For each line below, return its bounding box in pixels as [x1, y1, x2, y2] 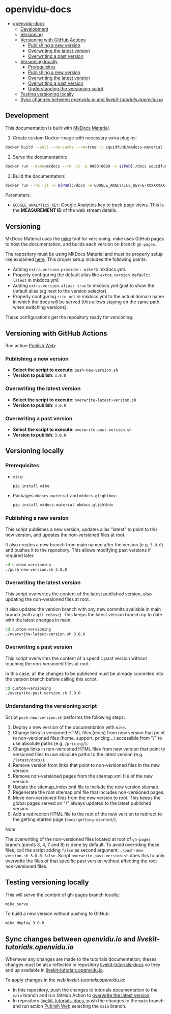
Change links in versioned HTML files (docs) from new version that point [12, 729, 165, 736]
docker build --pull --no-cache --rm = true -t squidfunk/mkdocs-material [5, 144, 163, 150]
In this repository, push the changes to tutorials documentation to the [12, 987, 158, 993]
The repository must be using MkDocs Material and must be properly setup [5, 251, 163, 257]
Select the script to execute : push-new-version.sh [12, 367, 118, 373]
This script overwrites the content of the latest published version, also [5, 591, 152, 597]
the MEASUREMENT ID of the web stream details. [12, 207, 118, 213]
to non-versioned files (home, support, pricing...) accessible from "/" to [12, 735, 162, 741]
